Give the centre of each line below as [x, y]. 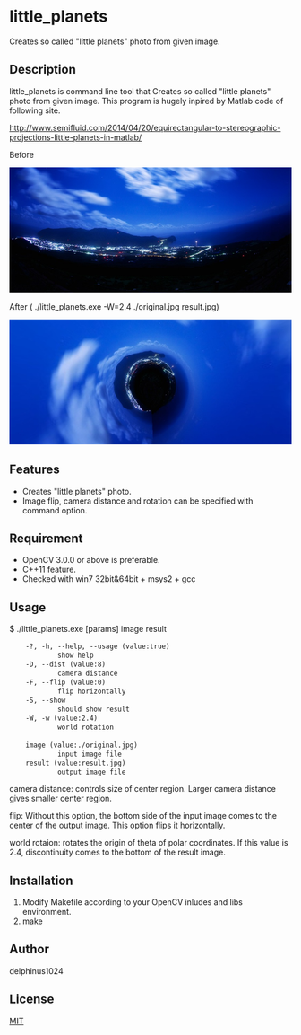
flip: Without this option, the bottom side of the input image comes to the [143, 816]
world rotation [86, 728]
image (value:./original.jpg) [82, 746]
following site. [35, 110]
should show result [93, 710]
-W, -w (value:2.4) [62, 719]
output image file [91, 772]
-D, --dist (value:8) [65, 665]
